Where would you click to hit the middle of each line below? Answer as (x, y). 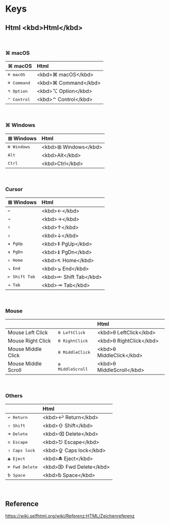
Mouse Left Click (28, 332)
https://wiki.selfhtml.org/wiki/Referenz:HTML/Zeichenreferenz (70, 516)
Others (14, 396)
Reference (22, 504)
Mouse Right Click (29, 341)
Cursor (14, 189)
